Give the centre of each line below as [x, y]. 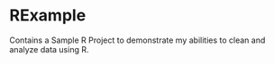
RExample [48, 16]
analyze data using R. [49, 49]
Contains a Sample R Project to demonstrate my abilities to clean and [137, 40]
